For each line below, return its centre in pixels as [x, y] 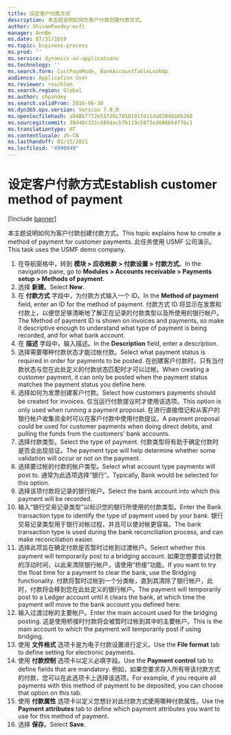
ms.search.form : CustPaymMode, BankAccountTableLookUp [88, 71]
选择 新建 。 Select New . [51, 286]
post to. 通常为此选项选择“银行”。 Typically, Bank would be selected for [118, 475]
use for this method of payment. [63, 716]
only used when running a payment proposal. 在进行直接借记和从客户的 [119, 410]
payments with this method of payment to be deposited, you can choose [120, 685]
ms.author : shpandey [37, 97]
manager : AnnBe [30, 33]
